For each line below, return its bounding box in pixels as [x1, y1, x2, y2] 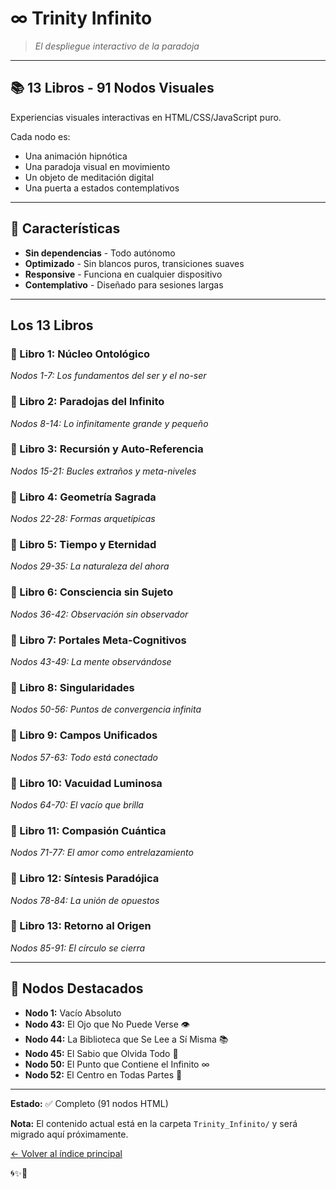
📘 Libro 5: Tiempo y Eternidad [10, 538, 157, 552]
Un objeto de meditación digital [24, 171, 155, 183]
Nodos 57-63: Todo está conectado [10, 751, 158, 763]
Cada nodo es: [10, 130, 71, 142]
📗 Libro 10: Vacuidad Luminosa [10, 776, 163, 790]
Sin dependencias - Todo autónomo [24, 247, 176, 259]
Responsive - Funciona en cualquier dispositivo [24, 268, 223, 280]
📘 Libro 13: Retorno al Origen [10, 919, 152, 933]
